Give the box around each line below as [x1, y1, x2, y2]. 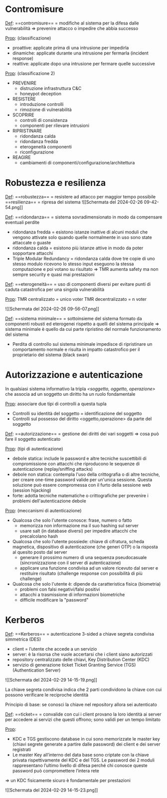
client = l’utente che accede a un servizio [12, 646, 97, 652]
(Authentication [12, 667, 44, 673]
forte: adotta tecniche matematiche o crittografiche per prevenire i [12, 492, 149, 498]
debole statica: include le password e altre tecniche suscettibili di [12, 455, 147, 461]
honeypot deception [19, 90, 61, 96]
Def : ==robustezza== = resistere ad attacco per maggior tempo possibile [5, 193, 156, 199]
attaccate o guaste [12, 239, 51, 245]
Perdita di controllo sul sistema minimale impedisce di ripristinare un [12, 341, 153, 347]
